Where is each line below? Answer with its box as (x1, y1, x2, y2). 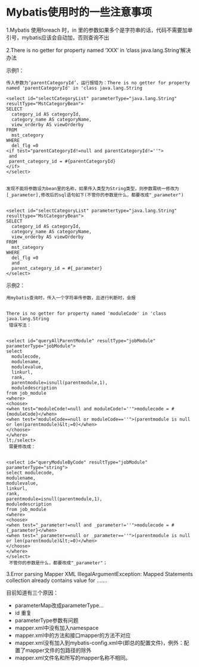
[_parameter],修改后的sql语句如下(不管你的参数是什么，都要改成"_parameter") (6, 192, 184, 198)
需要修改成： (8, 443, 36, 449)
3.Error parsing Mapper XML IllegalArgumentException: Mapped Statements (6, 570, 193, 577)
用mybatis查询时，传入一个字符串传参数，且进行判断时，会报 (6, 294, 136, 301)
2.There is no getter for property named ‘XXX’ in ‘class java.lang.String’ (6, 46, 181, 54)
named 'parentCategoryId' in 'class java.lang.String (6, 85, 143, 91)
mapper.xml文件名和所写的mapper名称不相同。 (14, 654, 131, 661)
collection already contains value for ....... (6, 577, 108, 584)
